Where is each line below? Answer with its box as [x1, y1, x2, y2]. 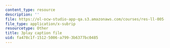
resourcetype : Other [5, 26, 49, 31]
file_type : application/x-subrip [5, 21, 76, 26]
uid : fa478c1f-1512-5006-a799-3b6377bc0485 [5, 35, 99, 40]
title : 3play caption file [5, 30, 62, 35]
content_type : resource [5, 7, 56, 12]
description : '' [5, 12, 39, 17]
